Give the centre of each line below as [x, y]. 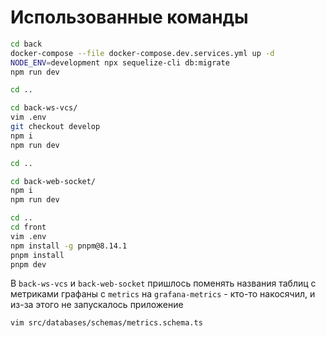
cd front [28, 227]
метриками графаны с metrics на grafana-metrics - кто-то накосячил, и [163, 294]
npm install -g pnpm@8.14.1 [69, 246]
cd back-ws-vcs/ [44, 108]
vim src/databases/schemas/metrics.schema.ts [106, 323]
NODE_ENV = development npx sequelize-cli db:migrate [120, 62]
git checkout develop [55, 127]
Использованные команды [129, 17]
